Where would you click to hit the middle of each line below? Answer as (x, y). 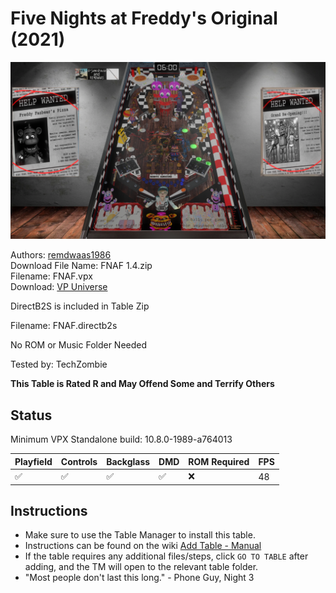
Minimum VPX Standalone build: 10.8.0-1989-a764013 (121, 439)
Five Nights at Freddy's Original (144, 18)
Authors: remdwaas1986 (61, 255)
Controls (79, 461)
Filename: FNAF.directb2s (64, 326)
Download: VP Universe (59, 287)
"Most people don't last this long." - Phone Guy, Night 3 (139, 578)
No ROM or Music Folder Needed (79, 345)
